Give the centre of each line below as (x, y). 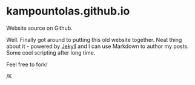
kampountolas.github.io (68, 11)
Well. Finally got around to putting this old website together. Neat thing (94, 39)
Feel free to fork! (27, 64)
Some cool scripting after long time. (51, 52)
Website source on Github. (39, 28)
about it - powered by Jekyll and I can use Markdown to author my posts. (97, 46)
